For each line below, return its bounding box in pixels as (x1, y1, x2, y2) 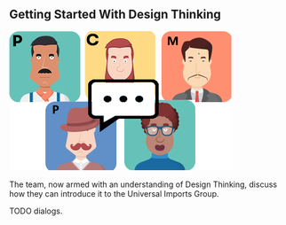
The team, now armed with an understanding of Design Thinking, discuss (9, 179, 278, 190)
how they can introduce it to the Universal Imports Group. (9, 188, 219, 198)
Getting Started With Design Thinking (9, 7, 222, 22)
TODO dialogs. (9, 206, 63, 216)
